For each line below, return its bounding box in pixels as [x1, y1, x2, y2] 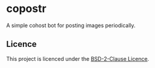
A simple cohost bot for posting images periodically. [6, 22, 136, 29]
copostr [6, 2, 46, 16]
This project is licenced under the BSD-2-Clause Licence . [6, 55, 150, 62]
